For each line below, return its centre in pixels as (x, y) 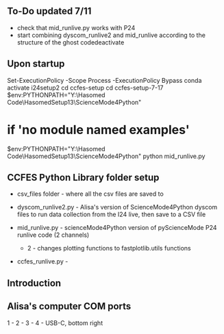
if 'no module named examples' (98, 130)
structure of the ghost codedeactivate (71, 42)
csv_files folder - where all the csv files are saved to (90, 194)
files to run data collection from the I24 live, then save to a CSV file (111, 214)
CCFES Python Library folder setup (83, 177)
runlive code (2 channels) (53, 235)
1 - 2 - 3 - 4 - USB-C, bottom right (55, 323)
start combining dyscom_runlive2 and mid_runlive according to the (111, 35)
